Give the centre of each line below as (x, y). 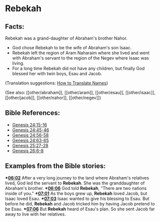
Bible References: (32, 113)
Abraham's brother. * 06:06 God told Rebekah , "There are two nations (76, 188)
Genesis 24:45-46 (30, 130)
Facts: (15, 27)
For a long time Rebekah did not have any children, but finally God (78, 68)
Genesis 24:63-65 (30, 140)
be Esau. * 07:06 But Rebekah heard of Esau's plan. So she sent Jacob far (80, 209)
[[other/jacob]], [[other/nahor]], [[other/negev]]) (53, 98)
